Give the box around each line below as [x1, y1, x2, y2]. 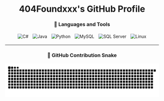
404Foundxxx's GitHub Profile [19, 3, 145, 15]
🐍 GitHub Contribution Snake [47, 52, 117, 59]
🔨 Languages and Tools [54, 21, 110, 28]
